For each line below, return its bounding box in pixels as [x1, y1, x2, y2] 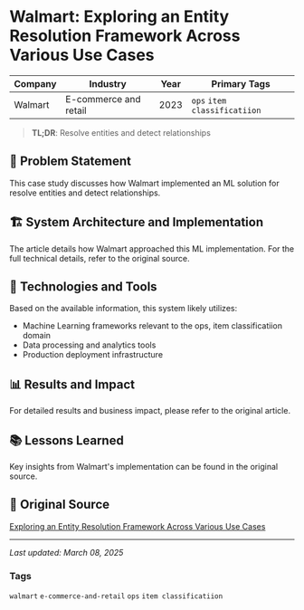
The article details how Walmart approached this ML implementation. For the [9, 243, 295, 254]
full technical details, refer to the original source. [9, 253, 190, 263]
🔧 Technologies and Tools [9, 279, 157, 294]
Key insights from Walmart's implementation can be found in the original [9, 462, 279, 472]
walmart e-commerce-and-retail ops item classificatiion [9, 592, 223, 601]
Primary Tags [211, 77, 271, 90]
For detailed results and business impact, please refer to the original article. [9, 405, 291, 416]
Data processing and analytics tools [22, 339, 157, 350]
